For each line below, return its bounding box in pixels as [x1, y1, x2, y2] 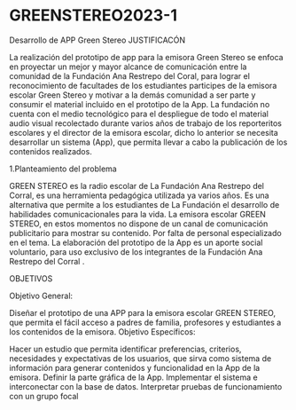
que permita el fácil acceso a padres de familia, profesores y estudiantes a [9, 317, 282, 327]
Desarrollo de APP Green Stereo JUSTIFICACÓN [9, 35, 186, 45]
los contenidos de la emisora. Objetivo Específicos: [9, 326, 196, 337]
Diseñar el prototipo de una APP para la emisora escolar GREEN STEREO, [9, 307, 277, 318]
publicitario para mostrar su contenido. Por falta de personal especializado [9, 227, 282, 238]
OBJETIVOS [9, 272, 53, 284]
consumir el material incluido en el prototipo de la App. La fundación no [9, 99, 270, 109]
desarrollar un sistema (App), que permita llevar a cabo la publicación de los [9, 137, 288, 147]
